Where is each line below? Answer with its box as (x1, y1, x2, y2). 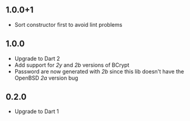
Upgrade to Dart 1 (14, 108, 59, 115)
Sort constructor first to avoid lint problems (14, 21, 123, 28)
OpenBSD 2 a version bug (14, 74, 78, 81)
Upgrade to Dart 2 (14, 55, 60, 62)
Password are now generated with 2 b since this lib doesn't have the (14, 67, 185, 75)
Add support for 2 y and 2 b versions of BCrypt (14, 61, 130, 69)
